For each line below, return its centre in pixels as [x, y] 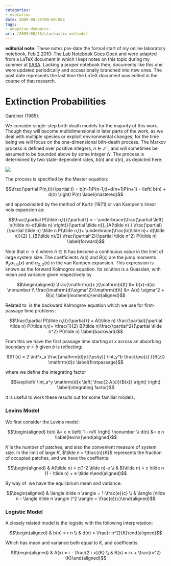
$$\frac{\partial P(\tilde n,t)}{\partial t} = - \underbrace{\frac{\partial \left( [86, 219]
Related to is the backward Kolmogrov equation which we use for [74, 305]
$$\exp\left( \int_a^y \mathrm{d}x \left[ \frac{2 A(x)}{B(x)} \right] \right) [86, 382]
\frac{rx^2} [150, 552]
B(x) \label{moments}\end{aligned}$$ [86, 296]
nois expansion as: [25, 210]
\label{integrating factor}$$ [86, 388]
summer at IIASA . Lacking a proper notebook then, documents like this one [84, 65]
